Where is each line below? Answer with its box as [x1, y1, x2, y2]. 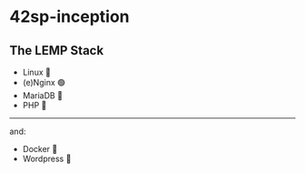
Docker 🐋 [22, 144, 58, 154]
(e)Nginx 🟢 [22, 77, 66, 87]
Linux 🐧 [22, 66, 52, 77]
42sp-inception [9, 6, 130, 27]
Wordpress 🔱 [22, 153, 72, 164]
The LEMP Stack [9, 43, 104, 58]
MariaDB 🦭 [22, 90, 64, 101]
